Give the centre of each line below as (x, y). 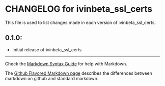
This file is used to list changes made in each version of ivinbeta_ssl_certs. (81, 22)
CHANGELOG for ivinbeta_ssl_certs (79, 9)
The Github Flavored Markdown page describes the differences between (79, 73)
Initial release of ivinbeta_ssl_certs (47, 49)
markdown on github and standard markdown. (52, 78)
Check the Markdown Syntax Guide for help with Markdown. (66, 64)
